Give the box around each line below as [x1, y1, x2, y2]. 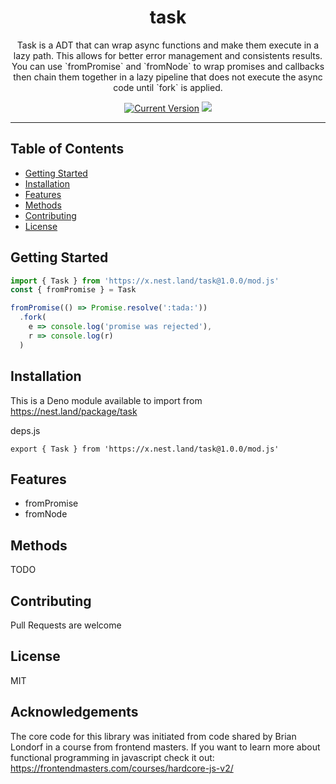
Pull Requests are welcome [10, 619, 122, 631]
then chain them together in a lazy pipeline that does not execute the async [13, 71, 323, 83]
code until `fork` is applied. [113, 81, 223, 93]
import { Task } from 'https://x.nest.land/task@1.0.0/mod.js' [10, 276, 280, 286]
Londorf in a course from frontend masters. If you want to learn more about [10, 741, 321, 753]
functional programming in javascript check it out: [10, 751, 215, 763]
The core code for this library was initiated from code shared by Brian [10, 730, 297, 742]
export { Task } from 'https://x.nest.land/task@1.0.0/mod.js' [10, 444, 280, 454]
